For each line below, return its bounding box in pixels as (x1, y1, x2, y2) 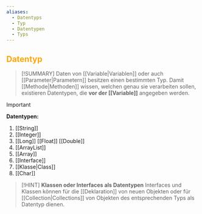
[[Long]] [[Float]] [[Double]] (15, 137, 85, 144)
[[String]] (15, 124, 38, 132)
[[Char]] (15, 169, 35, 176)
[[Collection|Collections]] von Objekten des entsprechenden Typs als (21, 194, 195, 201)
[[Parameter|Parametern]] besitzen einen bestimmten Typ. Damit (21, 76, 184, 84)
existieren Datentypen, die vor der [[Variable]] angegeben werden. (21, 89, 190, 96)
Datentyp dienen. (21, 201, 65, 208)
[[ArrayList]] (15, 144, 46, 151)
